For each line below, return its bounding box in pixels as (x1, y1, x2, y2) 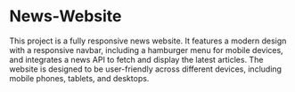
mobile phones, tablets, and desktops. (9, 73, 150, 83)
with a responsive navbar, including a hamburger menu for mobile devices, (9, 44, 283, 55)
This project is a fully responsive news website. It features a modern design (9, 35, 287, 46)
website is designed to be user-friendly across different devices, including (9, 64, 283, 74)
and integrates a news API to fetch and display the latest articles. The (9, 54, 264, 65)
